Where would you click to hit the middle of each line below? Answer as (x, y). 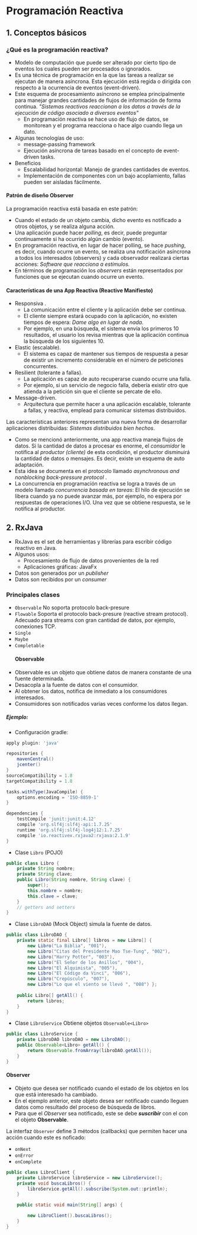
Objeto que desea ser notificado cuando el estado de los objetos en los (102, 1088)
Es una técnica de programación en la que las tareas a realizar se (94, 75)
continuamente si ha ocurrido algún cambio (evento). (79, 239)
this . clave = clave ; (53, 896)
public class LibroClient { (41, 1172)
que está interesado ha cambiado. (56, 1094)
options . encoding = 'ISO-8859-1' (58, 797)
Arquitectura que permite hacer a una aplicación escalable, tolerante (107, 404)
